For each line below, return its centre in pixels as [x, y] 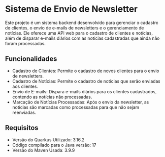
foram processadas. [25, 43]
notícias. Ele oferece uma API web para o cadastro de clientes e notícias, [79, 33]
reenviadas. [24, 112]
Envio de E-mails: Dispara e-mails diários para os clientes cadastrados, [84, 91]
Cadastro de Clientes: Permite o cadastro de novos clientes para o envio [85, 71]
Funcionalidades [31, 59]
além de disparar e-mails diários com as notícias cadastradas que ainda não [82, 38]
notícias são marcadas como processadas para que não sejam [76, 107]
